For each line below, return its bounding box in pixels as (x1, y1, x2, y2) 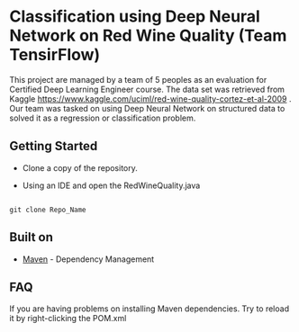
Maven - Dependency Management (22, 254, 155, 265)
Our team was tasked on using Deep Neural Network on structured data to (9, 103, 285, 113)
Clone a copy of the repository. (22, 162, 138, 173)
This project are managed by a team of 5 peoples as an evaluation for (9, 74, 267, 85)
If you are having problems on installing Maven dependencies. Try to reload (9, 303, 290, 314)
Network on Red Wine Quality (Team (9, 25, 287, 46)
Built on (9, 229, 54, 245)
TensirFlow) (9, 45, 101, 65)
